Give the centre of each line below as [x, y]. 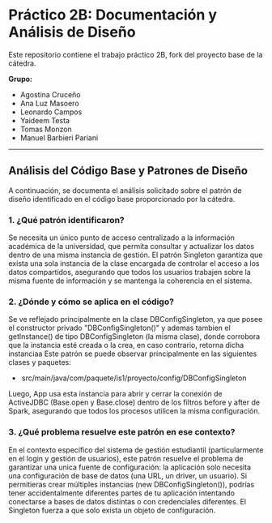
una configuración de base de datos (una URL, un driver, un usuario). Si [128, 475]
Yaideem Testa [45, 120]
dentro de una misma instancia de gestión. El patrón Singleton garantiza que [136, 255]
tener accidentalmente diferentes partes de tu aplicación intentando [121, 493]
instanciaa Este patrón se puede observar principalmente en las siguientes [133, 354]
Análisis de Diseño [72, 32]
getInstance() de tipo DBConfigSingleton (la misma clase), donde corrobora [134, 337]
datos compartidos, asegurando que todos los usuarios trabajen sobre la [130, 272]
